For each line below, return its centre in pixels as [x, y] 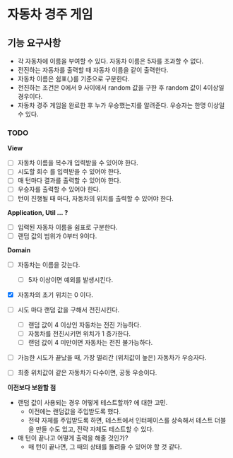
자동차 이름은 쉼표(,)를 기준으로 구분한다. [73, 79]
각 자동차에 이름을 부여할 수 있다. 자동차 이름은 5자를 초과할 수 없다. [110, 61]
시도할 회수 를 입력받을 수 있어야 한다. [69, 172]
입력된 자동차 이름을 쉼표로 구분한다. [67, 227]
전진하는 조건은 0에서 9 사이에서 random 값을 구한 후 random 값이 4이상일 [121, 88]
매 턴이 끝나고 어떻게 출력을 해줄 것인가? [73, 438]
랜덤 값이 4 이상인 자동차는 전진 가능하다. [85, 324]
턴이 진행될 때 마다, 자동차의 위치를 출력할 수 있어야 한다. [96, 198]
